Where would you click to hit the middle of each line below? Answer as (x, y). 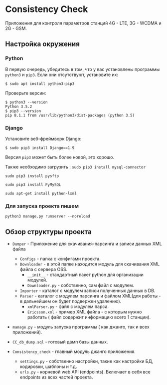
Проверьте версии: (26, 93)
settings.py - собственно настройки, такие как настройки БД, (86, 361)
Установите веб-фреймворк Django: (43, 138)
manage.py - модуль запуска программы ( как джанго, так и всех (81, 327)
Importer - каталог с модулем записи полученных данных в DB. (87, 290)
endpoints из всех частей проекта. (56, 377)
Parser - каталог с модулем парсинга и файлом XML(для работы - (90, 296)
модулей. (37, 280)
